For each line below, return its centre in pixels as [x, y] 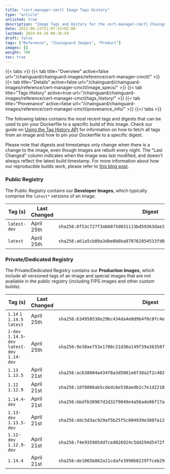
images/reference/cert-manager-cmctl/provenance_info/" [66, 109]
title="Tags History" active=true [38, 93]
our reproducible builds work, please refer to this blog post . [67, 166]
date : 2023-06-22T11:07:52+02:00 [40, 29]
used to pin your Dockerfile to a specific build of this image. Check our [79, 124]
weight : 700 [18, 52]
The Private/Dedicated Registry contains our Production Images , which [80, 270]
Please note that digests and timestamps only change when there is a [78, 145]
